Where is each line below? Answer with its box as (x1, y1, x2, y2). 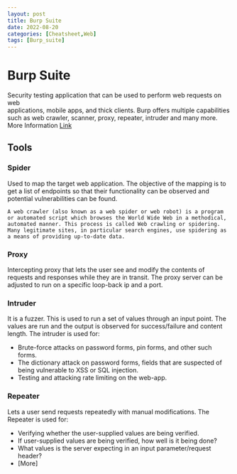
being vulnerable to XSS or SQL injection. (17, 366, 138, 375)
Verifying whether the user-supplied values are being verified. (17, 429, 199, 437)
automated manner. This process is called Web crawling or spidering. (7, 220, 221, 227)
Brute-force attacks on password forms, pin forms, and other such (17, 343, 212, 352)
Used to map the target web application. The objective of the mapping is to (7, 179, 227, 188)
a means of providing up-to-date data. (7, 232, 126, 240)
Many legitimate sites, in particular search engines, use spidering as (7, 227, 227, 234)
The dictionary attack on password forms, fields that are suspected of (17, 358, 222, 367)
